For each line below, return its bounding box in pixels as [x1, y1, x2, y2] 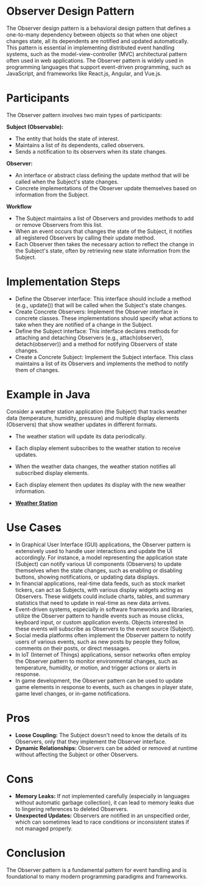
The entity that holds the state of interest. [15, 135, 119, 142]
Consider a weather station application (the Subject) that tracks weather [6, 407, 188, 415]
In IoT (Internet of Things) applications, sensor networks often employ [15, 651, 191, 658]
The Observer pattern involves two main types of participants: [6, 111, 163, 118]
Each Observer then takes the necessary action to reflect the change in [15, 240, 195, 248]
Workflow [6, 202, 32, 210]
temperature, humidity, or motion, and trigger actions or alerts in [15, 663, 177, 671]
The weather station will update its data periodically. [15, 432, 146, 440]
